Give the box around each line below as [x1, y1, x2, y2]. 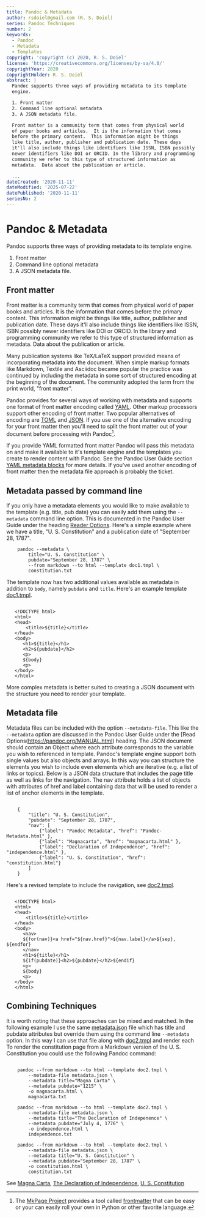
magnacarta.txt [28, 1093, 67, 1099]
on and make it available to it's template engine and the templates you [6, 448, 182, 456]
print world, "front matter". [6, 384, 73, 392]
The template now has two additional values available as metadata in [6, 579, 179, 586]
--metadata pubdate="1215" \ [28, 1083, 103, 1089]
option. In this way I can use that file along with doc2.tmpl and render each [6, 1036, 194, 1044]
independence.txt [28, 1131, 72, 1137]
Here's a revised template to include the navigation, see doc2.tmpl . [6, 881, 175, 888]
